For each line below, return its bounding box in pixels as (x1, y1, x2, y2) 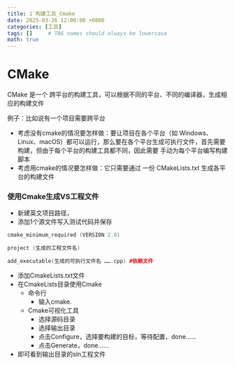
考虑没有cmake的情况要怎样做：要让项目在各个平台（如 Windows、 (17, 129, 213, 137)
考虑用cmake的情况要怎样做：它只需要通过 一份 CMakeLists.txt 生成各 (17, 164, 220, 172)
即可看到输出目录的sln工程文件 (17, 350, 106, 358)
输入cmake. (38, 297, 72, 306)
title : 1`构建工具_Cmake (7, 10, 76, 17)
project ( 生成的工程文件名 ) (7, 245, 80, 252)
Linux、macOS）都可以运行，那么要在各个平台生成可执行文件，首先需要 (17, 138, 226, 146)
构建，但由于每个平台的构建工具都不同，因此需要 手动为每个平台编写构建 (17, 146, 228, 155)
